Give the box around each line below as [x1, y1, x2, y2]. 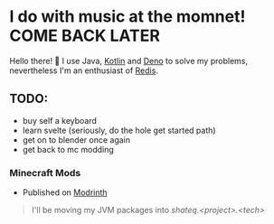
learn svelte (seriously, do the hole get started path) [22, 125, 216, 135]
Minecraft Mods [9, 166, 81, 179]
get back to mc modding [22, 144, 115, 154]
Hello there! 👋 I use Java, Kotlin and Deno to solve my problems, [9, 55, 249, 66]
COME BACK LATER [9, 25, 161, 46]
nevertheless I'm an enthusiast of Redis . [9, 65, 158, 76]
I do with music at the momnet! [9, 6, 246, 27]
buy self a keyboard [22, 115, 98, 126]
